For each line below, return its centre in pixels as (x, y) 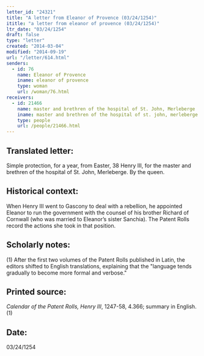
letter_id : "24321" (31, 12)
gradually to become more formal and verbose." (67, 273)
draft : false (23, 35)
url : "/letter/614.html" (38, 58)
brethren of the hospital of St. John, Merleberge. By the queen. (86, 172)
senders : (17, 63)
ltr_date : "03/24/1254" (37, 29)
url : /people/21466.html (49, 126)
